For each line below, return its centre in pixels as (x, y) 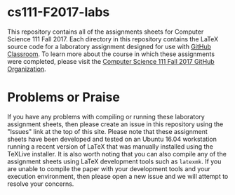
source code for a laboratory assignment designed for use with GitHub (109, 46)
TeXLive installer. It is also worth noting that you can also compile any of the (117, 154)
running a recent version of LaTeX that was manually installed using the (110, 146)
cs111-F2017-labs (59, 12)
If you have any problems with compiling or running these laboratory (106, 116)
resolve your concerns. (41, 184)
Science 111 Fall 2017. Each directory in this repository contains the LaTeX (113, 39)
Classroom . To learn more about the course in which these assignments (111, 54)
